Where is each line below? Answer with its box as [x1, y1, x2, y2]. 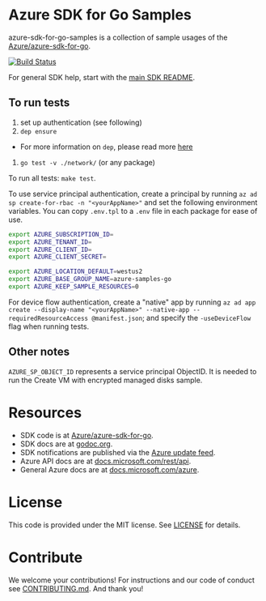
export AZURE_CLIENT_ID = [8, 245, 92, 254]
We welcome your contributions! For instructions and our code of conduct [8, 575, 255, 585]
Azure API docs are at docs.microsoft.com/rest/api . [19, 456, 192, 466]
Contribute [8, 548, 83, 566]
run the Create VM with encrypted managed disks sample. [8, 375, 203, 385]
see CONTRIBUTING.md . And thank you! [8, 583, 144, 593]
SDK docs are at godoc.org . [19, 439, 113, 449]
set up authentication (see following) [19, 117, 143, 127]
